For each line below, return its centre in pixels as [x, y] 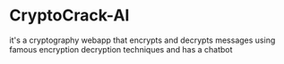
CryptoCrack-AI [69, 16]
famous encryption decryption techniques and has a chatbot [121, 49]
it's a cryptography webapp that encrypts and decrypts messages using [142, 40]
